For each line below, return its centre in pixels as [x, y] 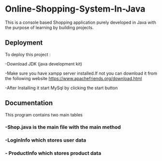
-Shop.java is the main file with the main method [63, 127]
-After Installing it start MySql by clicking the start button [61, 88]
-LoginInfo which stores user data [46, 140]
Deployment [24, 43]
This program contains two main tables [44, 114]
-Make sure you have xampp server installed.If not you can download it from [81, 73]
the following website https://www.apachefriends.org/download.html [74, 78]
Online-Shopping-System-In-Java [75, 9]
